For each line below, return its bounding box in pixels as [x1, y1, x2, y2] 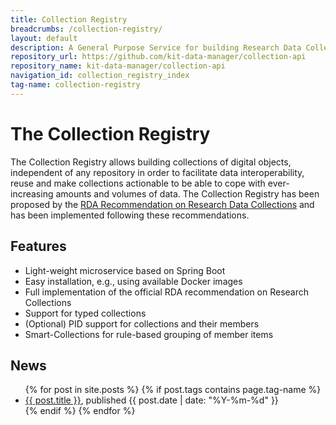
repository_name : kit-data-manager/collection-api [10, 61, 226, 71]
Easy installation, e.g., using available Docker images [24, 275, 243, 287]
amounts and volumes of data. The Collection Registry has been [55, 187, 320, 200]
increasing [10, 187, 54, 200]
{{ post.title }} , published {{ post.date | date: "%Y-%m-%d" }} [24, 394, 279, 406]
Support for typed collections [24, 307, 147, 319]
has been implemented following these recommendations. [10, 209, 250, 221]
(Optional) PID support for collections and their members [24, 317, 260, 330]
